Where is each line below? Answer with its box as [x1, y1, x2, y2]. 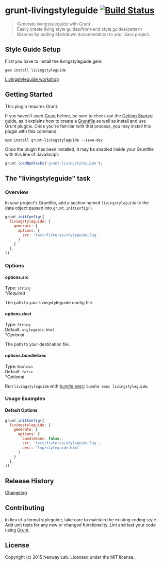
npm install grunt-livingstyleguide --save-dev [5, 138, 103, 143]
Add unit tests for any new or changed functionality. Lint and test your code [5, 522, 156, 528]
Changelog [5, 490, 27, 496]
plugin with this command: [5, 128, 58, 134]
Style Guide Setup [5, 45, 61, 54]
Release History [5, 477, 54, 485]
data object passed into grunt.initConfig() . [5, 205, 94, 211]
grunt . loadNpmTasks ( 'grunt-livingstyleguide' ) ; [5, 161, 103, 165]
